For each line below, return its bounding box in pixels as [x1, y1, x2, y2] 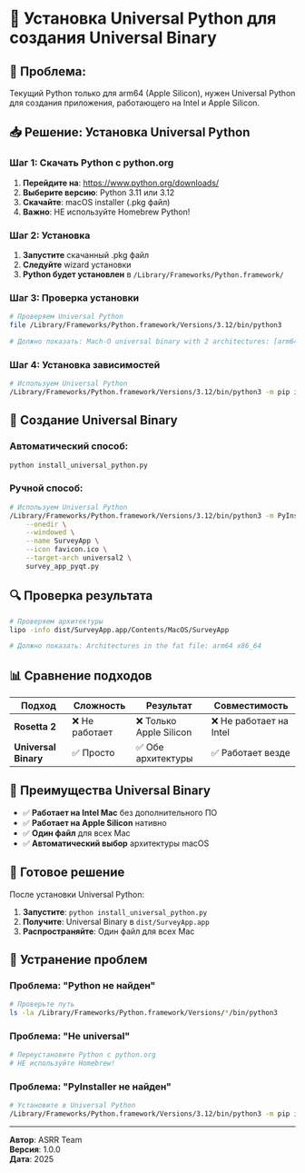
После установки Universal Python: [9, 889, 145, 900]
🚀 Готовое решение [9, 865, 125, 880]
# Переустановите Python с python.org [9, 1050, 156, 1059]
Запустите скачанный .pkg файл [22, 249, 150, 260]
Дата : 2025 [9, 1154, 54, 1165]
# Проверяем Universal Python [9, 313, 124, 322]
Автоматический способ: [9, 440, 129, 452]
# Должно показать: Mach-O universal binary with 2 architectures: [9, 337, 271, 346]
